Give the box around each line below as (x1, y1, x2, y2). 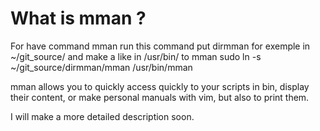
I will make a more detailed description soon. (10, 110, 195, 122)
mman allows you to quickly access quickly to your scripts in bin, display (10, 80, 310, 92)
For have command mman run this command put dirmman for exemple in (10, 40, 311, 52)
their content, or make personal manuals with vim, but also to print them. (10, 91, 310, 103)
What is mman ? (10, 7, 147, 30)
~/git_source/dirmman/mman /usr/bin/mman (10, 61, 193, 73)
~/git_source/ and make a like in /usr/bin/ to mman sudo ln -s (10, 50, 262, 62)
